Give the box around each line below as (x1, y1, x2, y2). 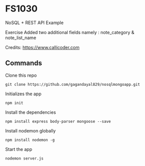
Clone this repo (5, 72, 37, 78)
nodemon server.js (5, 156, 44, 161)
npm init (5, 100, 24, 105)
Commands (5, 59, 43, 68)
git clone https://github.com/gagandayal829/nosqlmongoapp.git (5, 82, 140, 87)
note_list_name (5, 35, 37, 41)
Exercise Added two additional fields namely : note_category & (5, 29, 134, 35)
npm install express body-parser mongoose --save (5, 119, 111, 124)
